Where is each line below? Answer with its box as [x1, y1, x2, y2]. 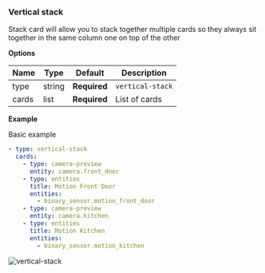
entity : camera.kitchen [29, 212, 109, 220]
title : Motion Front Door [29, 182, 116, 190]
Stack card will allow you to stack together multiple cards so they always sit [8, 25, 257, 34]
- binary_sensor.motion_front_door [37, 197, 156, 205]
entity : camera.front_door [29, 167, 120, 176]
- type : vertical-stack [8, 145, 88, 153]
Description [121, 67, 168, 78]
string [42, 81, 65, 92]
